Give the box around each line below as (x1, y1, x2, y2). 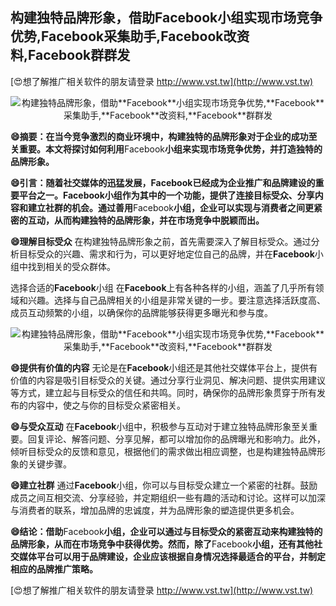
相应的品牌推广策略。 (10, 563, 98, 575)
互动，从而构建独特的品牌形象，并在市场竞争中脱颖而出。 (27, 214, 265, 226)
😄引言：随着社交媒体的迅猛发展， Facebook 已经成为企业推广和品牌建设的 (10, 176, 316, 188)
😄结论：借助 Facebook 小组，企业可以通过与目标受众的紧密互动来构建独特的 (10, 525, 323, 537)
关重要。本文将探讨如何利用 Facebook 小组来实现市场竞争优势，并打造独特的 (10, 143, 323, 155)
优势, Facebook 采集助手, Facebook (10, 28, 224, 45)
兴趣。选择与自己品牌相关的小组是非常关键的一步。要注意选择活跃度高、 (27, 294, 326, 306)
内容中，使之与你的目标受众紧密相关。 (27, 399, 186, 411)
